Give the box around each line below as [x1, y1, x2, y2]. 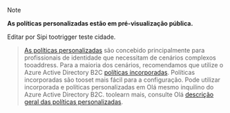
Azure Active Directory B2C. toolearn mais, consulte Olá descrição [23, 90, 214, 98]
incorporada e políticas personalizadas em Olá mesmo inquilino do [23, 83, 214, 91]
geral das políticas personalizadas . [23, 98, 123, 106]
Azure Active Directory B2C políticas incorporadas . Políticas [23, 69, 195, 76]
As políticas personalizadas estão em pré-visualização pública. [7, 19, 193, 27]
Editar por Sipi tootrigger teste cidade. [7, 33, 116, 41]
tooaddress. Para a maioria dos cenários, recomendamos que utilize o [23, 61, 224, 69]
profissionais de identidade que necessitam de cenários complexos [23, 53, 216, 62]
